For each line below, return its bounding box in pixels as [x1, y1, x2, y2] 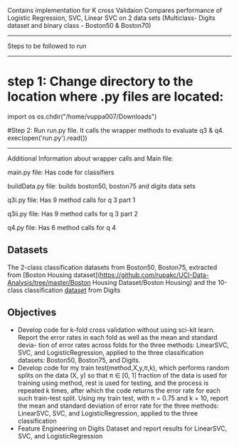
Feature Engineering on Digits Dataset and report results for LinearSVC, [17, 424, 228, 433]
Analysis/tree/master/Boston [7, 278, 91, 286]
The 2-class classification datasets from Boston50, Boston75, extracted [7, 263, 218, 271]
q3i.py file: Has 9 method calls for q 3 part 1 [7, 196, 136, 204]
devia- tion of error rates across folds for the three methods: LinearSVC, [17, 341, 230, 349]
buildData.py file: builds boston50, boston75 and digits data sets [7, 181, 196, 190]
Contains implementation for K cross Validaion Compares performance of [7, 6, 223, 14]
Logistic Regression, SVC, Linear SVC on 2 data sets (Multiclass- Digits [7, 14, 216, 22]
